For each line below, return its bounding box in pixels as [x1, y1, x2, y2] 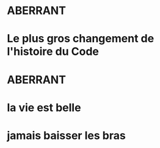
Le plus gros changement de [7, 32, 155, 46]
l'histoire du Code [7, 45, 100, 59]
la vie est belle [7, 100, 81, 114]
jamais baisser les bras [7, 128, 126, 142]
